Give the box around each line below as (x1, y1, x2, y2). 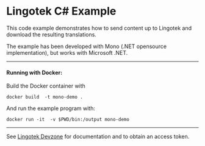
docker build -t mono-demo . (6, 94, 84, 100)
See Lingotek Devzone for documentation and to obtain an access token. (6, 133, 190, 141)
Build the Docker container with (6, 82, 85, 89)
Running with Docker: (6, 69, 63, 76)
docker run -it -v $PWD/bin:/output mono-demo (6, 117, 130, 123)
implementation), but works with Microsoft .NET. (6, 49, 128, 56)
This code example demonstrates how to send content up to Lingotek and (6, 24, 192, 32)
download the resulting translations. (6, 30, 96, 38)
